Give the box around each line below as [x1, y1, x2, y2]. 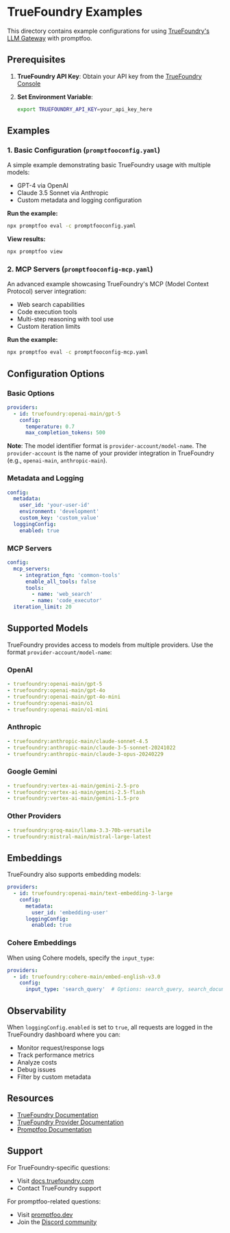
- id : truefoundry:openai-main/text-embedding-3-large [13, 890, 173, 897]
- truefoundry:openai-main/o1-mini [7, 706, 109, 713]
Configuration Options [7, 368, 105, 379]
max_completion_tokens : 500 [25, 429, 106, 436]
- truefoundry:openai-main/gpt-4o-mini [7, 693, 121, 700]
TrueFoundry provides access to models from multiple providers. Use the [7, 640, 214, 649]
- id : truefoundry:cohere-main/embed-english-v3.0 [13, 973, 161, 980]
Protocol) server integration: [7, 287, 87, 295]
